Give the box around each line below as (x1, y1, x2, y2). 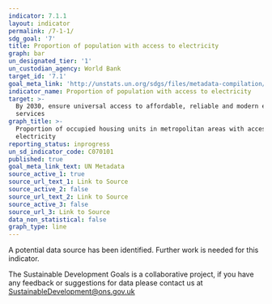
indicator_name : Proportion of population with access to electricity (8, 87, 252, 96)
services (15, 110, 45, 118)
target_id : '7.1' (8, 72, 67, 80)
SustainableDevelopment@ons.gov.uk (8, 287, 135, 297)
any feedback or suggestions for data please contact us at (8, 278, 204, 288)
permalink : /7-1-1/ (8, 27, 74, 35)
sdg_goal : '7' (8, 34, 57, 43)
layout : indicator (8, 19, 70, 28)
